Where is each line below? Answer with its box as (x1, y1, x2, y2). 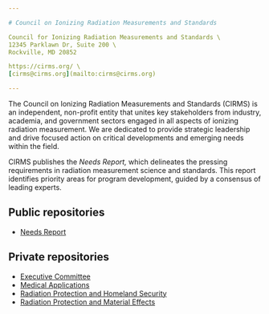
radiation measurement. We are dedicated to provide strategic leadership (8, 125, 251, 134)
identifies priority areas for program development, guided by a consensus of (8, 174, 261, 183)
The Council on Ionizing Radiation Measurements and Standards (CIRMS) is (8, 99, 259, 108)
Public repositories (8, 206, 105, 219)
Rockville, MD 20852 (8, 48, 78, 56)
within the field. (8, 142, 59, 151)
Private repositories (8, 250, 110, 264)
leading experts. (8, 183, 62, 192)
